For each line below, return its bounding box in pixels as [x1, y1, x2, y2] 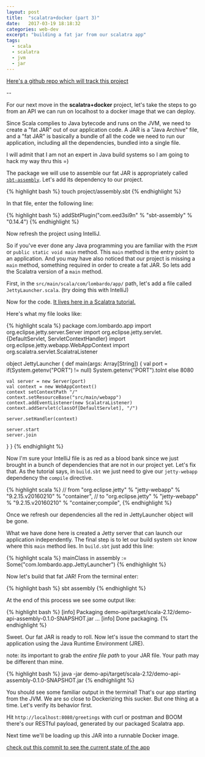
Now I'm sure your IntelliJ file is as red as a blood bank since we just [6, 455, 179, 462]
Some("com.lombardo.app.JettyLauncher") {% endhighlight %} [6, 561, 166, 568]
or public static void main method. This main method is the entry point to [6, 248, 195, 255]
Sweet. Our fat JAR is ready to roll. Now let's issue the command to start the [6, 633, 198, 640]
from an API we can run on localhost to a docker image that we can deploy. [6, 107, 196, 115]
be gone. [6, 517, 29, 525]
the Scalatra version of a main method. [6, 267, 103, 275]
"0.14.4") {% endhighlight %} [6, 218, 80, 225]
